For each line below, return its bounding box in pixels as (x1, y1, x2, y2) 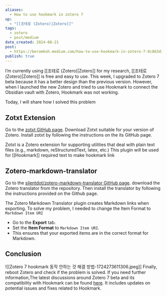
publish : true (5, 53, 35, 59)
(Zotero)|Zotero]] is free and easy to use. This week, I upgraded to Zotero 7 (5, 73, 160, 80)
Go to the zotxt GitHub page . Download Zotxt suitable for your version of (5, 127, 154, 133)
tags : (5, 26, 16, 31)
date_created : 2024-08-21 (5, 40, 59, 45)
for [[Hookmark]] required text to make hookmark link (5, 152, 115, 158)
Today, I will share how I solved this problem (5, 99, 96, 105)
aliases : (5, 7, 23, 12)
